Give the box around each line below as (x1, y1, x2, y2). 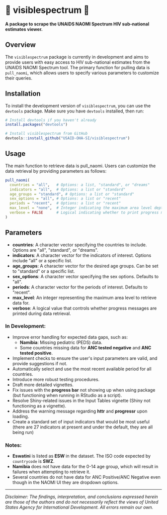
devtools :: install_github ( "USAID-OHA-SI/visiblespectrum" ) (5, 136, 130, 141)
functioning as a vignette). (12, 403, 66, 409)
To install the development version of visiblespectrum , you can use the (5, 103, 151, 108)
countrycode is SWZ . (12, 458, 55, 464)
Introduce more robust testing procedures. (12, 376, 100, 382)
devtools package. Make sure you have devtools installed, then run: (5, 108, 144, 114)
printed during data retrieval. (12, 310, 71, 316)
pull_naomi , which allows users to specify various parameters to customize (5, 70, 159, 76)
